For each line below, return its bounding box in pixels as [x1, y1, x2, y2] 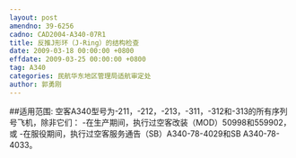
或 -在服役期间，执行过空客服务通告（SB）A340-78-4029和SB [9, 127, 241, 139]
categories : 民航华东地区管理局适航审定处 [9, 72, 152, 81]
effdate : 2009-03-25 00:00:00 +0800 [9, 55, 146, 64]
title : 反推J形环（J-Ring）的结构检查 [9, 38, 140, 48]
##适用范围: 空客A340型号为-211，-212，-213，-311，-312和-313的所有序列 [9, 105, 289, 117]
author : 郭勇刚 [9, 80, 62, 89]
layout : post [9, 13, 58, 22]
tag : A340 [9, 64, 47, 73]
